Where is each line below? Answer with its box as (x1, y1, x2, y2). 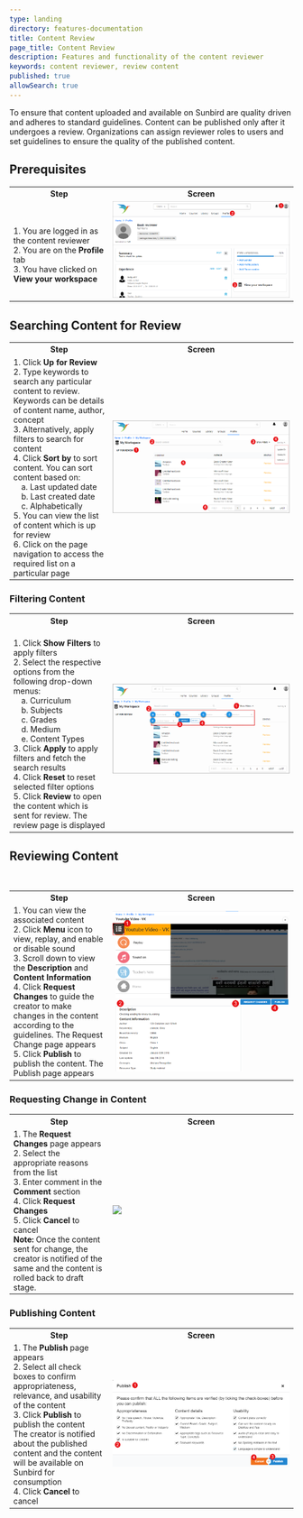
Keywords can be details (13, 395, 105, 406)
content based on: (13, 472, 81, 483)
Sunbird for (13, 1467, 56, 1478)
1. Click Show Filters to (13, 638, 101, 649)
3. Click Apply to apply (13, 743, 99, 754)
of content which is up (13, 520, 96, 530)
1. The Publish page (13, 1342, 89, 1353)
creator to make (13, 1001, 72, 1012)
